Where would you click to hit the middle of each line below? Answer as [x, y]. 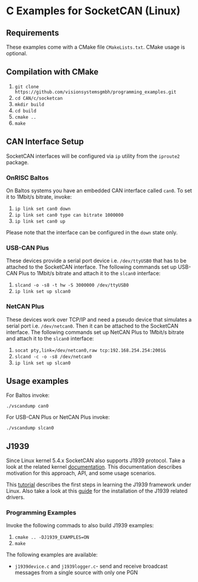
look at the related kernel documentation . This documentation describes [94, 467]
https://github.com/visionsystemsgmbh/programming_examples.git [95, 92]
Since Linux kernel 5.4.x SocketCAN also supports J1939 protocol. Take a [95, 460]
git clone [27, 87]
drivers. [15, 497]
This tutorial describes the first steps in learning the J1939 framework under [99, 485]
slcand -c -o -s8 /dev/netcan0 [53, 357]
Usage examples [38, 381]
